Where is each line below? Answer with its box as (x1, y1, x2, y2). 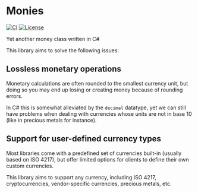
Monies (6, 4, 44, 18)
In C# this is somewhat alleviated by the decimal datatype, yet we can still (6, 104, 186, 111)
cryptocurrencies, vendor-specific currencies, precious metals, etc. (6, 180, 172, 187)
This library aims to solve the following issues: (6, 46, 120, 54)
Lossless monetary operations (6, 64, 122, 74)
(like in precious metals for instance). (6, 116, 97, 124)
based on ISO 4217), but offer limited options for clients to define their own (6, 156, 189, 163)
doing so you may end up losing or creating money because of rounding (6, 86, 183, 93)
